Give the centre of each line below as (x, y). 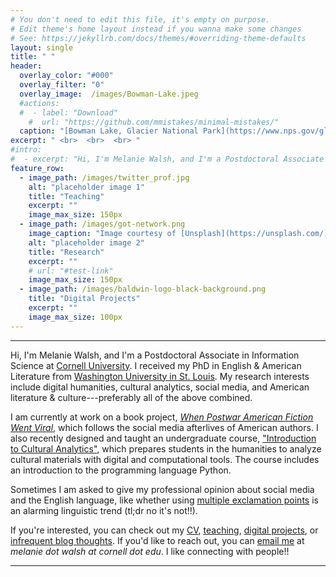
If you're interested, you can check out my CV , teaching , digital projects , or (164, 530)
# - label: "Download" (68, 112)
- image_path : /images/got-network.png (102, 224)
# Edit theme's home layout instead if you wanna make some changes (156, 29)
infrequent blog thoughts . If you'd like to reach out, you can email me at (157, 540)
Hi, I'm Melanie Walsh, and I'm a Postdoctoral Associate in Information (155, 355)
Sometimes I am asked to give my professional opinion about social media (162, 489)
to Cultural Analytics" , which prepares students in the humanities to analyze (166, 448)
